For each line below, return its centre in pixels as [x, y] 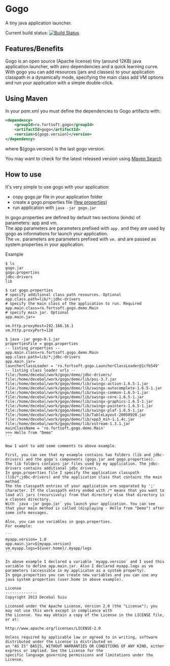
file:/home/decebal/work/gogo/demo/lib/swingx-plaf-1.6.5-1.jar [75, 410]
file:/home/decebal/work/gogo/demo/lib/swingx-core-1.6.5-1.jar [75, 397]
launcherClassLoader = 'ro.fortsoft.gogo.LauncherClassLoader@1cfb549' [82, 366]
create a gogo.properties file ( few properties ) [60, 202]
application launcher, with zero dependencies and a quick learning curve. [82, 66]
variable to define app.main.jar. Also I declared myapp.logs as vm [79, 566]
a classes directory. [28, 499]
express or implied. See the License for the [54, 650]
